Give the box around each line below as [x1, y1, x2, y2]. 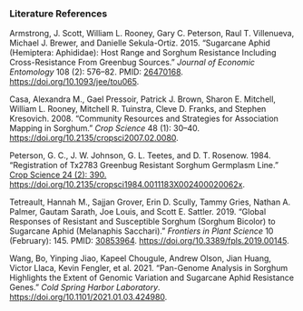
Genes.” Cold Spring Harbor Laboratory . [9, 282, 161, 293]
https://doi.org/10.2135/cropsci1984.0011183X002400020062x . [9, 179, 245, 190]
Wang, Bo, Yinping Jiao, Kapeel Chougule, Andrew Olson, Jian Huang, [9, 253, 272, 264]
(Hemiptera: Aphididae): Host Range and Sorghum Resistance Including [9, 47, 277, 58]
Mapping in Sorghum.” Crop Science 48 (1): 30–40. [9, 123, 200, 134]
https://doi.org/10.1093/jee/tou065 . [9, 76, 140, 87]
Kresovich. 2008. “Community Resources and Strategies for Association [9, 113, 279, 125]
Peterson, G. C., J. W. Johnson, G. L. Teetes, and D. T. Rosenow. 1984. [9, 150, 271, 161]
